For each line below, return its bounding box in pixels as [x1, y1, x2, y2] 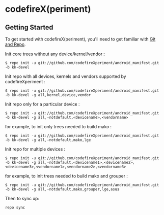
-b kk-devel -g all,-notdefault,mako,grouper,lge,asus [5, 187, 120, 192]
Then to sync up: [5, 196, 39, 201]
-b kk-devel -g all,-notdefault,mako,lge [5, 138, 91, 143]
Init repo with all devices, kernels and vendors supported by [5, 73, 126, 79]
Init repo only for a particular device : [5, 101, 80, 107]
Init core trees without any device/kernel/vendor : [5, 51, 105, 57]
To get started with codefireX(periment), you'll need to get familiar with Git [5, 36, 156, 42]
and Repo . [5, 41, 26, 47]
